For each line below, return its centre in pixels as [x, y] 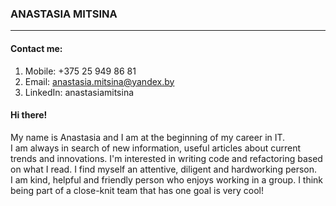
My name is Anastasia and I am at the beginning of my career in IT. [148, 137]
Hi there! [29, 115]
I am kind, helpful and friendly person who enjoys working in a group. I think [167, 179]
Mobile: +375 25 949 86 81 [80, 71]
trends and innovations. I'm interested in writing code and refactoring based [166, 158]
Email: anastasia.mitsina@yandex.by [99, 81]
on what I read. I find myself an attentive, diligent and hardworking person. [164, 169]
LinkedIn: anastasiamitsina [79, 92]
